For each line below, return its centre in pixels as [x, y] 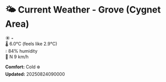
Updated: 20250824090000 [35, 74]
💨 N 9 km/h [17, 57]
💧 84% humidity [21, 51]
